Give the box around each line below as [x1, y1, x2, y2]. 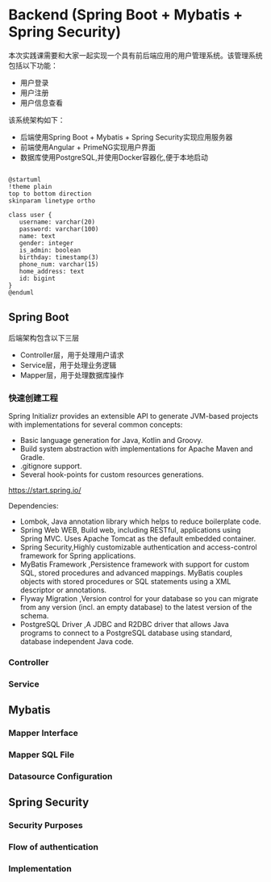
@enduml [8, 288, 35, 296]
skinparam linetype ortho [8, 196, 95, 205]
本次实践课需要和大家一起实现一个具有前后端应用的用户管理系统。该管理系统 [8, 50, 263, 60]
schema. [19, 611, 49, 621]
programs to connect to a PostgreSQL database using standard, [19, 628, 232, 638]
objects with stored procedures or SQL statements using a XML [19, 577, 231, 587]
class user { [8, 211, 52, 219]
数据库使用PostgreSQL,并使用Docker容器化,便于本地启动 [19, 152, 208, 162]
